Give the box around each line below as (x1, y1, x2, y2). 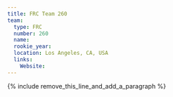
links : (13, 56, 33, 63)
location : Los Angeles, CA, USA (13, 50, 109, 57)
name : (13, 37, 30, 44)
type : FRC (13, 23, 42, 30)
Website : (20, 63, 46, 70)
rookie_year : (13, 43, 52, 50)
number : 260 (13, 30, 49, 37)
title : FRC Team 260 (7, 10, 68, 18)
